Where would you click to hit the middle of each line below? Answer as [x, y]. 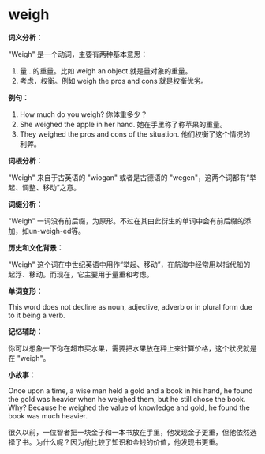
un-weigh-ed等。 [57, 231]
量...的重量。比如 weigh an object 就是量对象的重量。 [106, 71]
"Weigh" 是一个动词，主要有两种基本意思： [78, 54]
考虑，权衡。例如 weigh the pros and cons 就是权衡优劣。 [114, 81]
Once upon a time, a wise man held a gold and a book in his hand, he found [131, 390]
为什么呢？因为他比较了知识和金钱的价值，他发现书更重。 [129, 442]
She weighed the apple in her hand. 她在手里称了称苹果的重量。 [123, 124]
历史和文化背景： [36, 247]
